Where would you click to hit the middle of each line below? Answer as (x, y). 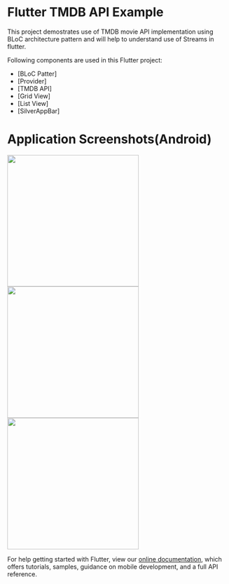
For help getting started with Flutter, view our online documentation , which (115, 559)
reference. (22, 574)
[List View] (33, 103)
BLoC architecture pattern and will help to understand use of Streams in (111, 39)
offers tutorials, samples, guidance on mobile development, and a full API (113, 566)
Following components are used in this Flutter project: (85, 60)
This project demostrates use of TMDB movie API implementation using (110, 32)
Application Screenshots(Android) (110, 139)
